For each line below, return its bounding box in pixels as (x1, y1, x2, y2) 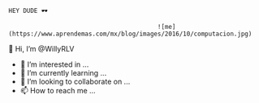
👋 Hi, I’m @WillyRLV (8, 44, 75, 53)
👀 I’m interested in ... (19, 60, 89, 69)
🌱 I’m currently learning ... (19, 68, 107, 77)
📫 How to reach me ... (19, 86, 96, 95)
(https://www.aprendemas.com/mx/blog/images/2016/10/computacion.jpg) (8, 30, 253, 38)
